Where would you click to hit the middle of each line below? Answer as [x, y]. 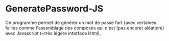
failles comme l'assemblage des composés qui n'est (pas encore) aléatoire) [85, 27]
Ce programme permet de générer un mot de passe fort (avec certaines [81, 22]
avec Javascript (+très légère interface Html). [53, 33]
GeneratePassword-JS [54, 9]
